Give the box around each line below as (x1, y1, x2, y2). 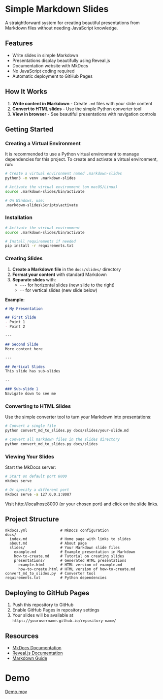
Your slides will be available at (12, 612, 74, 618)
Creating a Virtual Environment (5, 140, 81, 147)
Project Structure (5, 515, 59, 523)
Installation (5, 214, 33, 221)
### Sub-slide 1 (5, 387, 38, 392)
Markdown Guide (12, 655, 48, 661)
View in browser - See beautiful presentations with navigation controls (12, 111, 157, 117)
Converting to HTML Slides (5, 402, 71, 409)
